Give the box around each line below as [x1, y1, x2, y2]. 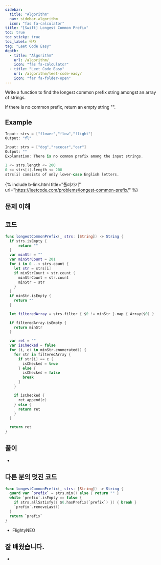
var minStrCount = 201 [9, 257, 56, 262]
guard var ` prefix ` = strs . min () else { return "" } [9, 491, 119, 496]
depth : [5, 48, 19, 53]
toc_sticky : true [5, 35, 41, 40]
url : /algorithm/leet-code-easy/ [14, 71, 82, 76]
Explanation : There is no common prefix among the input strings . [5, 154, 143, 159]
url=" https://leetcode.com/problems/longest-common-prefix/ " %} [5, 187, 138, 193]
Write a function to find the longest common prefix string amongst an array [5, 89, 157, 95]
